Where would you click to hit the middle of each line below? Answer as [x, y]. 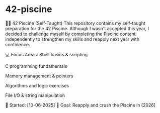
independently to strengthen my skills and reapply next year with [72, 39]
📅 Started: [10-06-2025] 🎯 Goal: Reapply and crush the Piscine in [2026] [81, 105]
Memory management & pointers [39, 76]
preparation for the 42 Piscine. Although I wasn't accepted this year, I [77, 28]
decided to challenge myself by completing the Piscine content [70, 34]
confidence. [18, 44]
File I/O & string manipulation [35, 95]
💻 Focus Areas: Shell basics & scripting [47, 54]
